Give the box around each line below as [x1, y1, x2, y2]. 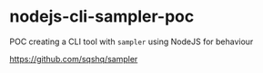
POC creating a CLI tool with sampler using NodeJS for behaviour [9, 36, 254, 47]
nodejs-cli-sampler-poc [9, 6, 195, 27]
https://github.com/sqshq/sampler [9, 53, 138, 64]
